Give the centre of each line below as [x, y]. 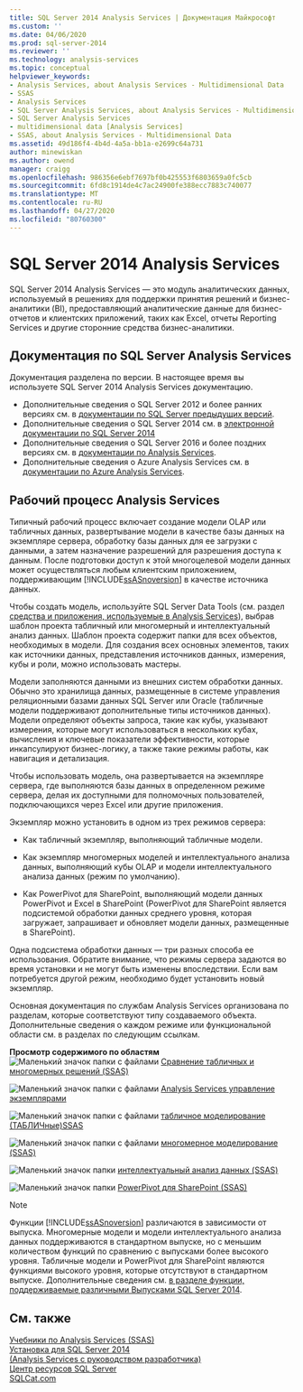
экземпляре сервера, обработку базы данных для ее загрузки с [133, 541]
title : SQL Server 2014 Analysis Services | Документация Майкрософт [143, 18]
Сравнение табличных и [208, 1061]
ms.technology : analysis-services [74, 60]
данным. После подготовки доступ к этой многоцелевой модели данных [150, 560]
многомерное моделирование [220, 1143]
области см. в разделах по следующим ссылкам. [105, 1034]
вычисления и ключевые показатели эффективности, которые [129, 739]
